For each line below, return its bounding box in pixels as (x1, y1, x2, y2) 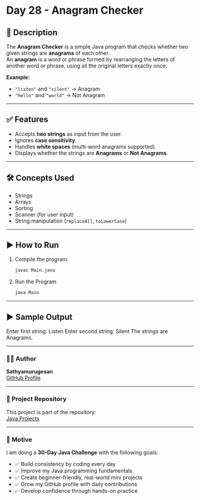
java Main (14, 290, 40, 296)
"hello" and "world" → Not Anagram (14, 92, 105, 98)
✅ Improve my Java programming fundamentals (14, 467, 133, 474)
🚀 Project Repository (6, 395, 67, 403)
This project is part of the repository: (6, 408, 96, 415)
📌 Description (6, 27, 58, 38)
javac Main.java (14, 267, 55, 273)
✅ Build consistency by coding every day (14, 460, 116, 467)
